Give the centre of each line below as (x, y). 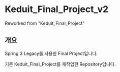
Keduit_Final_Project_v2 (57, 9)
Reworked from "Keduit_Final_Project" (45, 23)
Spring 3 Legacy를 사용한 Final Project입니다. (51, 53)
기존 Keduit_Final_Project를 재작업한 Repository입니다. (60, 64)
